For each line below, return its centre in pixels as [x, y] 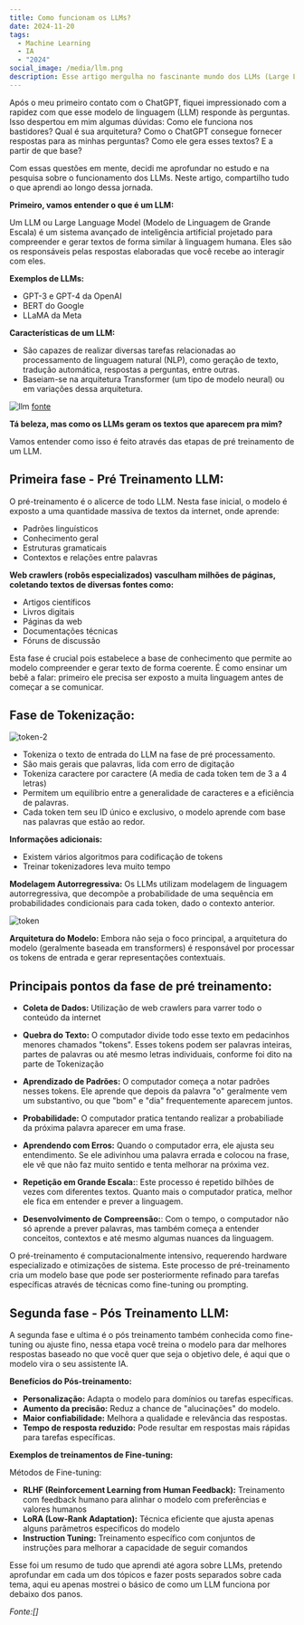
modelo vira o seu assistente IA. [69, 1364]
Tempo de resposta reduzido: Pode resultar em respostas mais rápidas [156, 1428]
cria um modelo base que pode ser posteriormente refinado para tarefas [144, 1275]
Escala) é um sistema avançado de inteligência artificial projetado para [141, 232]
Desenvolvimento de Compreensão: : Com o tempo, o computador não [156, 1219]
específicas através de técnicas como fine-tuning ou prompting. [129, 1285]
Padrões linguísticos [60, 528]
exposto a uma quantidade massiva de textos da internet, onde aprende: [144, 511]
